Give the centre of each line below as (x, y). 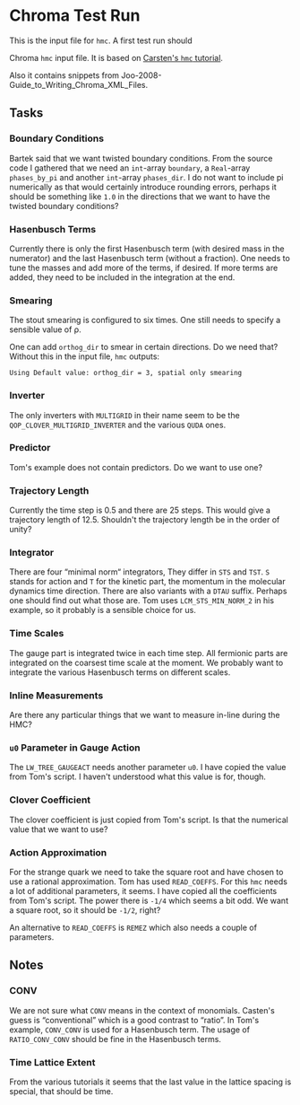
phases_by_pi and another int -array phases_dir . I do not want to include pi (146, 177)
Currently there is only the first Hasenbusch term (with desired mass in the (147, 249)
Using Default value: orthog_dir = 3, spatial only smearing (126, 373)
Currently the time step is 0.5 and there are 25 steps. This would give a (140, 510)
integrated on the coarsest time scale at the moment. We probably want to (146, 662)
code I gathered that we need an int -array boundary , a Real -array (130, 168)
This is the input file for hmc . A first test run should (101, 40)
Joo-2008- (141, 75)
